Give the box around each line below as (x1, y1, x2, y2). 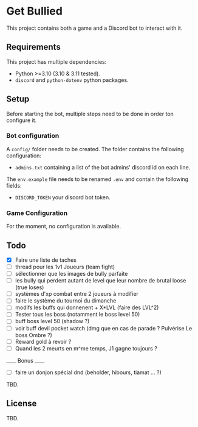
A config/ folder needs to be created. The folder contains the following (6, 145, 184, 152)
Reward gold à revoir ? (15, 338, 72, 345)
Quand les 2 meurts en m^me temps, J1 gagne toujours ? (15, 344, 158, 352)
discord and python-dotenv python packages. (15, 76, 129, 83)
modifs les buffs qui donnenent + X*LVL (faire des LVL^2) (15, 304, 159, 311)
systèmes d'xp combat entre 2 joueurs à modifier (15, 290, 138, 298)
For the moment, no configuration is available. (6, 223, 121, 230)
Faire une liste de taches (15, 256, 77, 264)
